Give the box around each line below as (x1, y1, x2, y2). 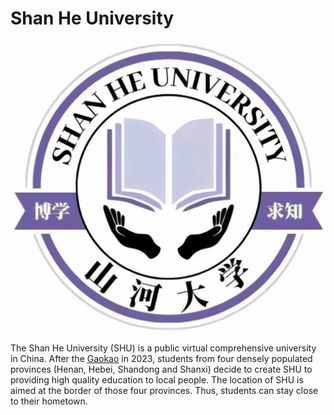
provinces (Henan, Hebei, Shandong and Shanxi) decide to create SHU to (10, 363, 313, 376)
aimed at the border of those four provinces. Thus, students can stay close (10, 385, 319, 397)
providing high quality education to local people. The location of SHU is (10, 374, 304, 386)
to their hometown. (10, 395, 88, 407)
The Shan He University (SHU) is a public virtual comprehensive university (10, 342, 317, 354)
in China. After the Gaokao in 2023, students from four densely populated (10, 353, 313, 365)
